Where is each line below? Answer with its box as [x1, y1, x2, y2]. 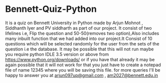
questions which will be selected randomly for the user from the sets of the [5, 41, 160, 46]
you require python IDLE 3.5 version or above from [5, 51, 109, 57]
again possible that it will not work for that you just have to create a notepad [5, 62, 161, 68]
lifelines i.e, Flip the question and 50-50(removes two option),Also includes [5, 30, 160, 36]
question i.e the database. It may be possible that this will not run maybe [5, 46, 154, 52]
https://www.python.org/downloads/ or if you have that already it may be [5, 56, 155, 62]
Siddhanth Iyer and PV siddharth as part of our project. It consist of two [5, 25, 152, 31]
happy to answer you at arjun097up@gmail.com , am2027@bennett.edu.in [5, 72, 159, 78]
